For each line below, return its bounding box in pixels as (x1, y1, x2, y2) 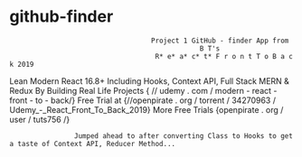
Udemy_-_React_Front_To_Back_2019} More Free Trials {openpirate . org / (9, 104, 284, 115)
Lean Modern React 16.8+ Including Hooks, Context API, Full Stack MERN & (9, 75, 289, 87)
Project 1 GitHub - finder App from (150, 36, 289, 45)
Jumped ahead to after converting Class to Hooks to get (73, 131, 294, 141)
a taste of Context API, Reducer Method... (9, 139, 176, 148)
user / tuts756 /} (9, 114, 71, 125)
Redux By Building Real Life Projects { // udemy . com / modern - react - (9, 85, 278, 96)
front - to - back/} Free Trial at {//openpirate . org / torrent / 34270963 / (9, 95, 276, 106)
